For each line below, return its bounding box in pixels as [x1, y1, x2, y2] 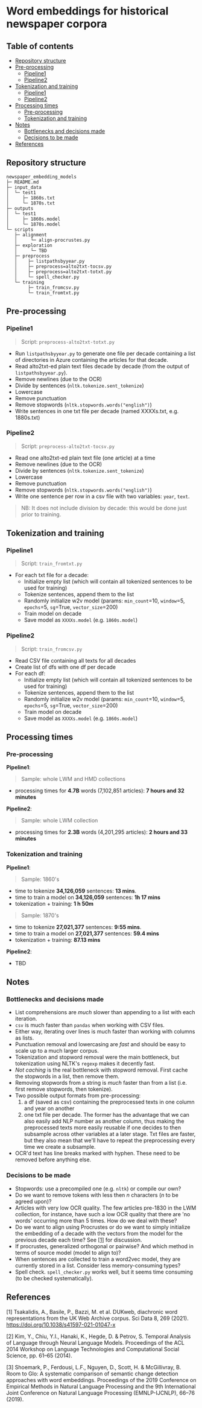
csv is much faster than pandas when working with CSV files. [14, 1021, 165, 1029]
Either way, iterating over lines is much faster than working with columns [14, 1028, 195, 1035]
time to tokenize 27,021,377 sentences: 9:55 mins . [14, 923, 142, 930]
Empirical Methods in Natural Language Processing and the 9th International [6, 1383, 196, 1390]
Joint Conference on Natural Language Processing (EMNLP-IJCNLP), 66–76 [6, 1389, 195, 1397]
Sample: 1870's [21, 912, 59, 919]
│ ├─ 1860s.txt [6, 195, 55, 201]
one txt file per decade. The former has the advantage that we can [24, 1111, 190, 1119]
